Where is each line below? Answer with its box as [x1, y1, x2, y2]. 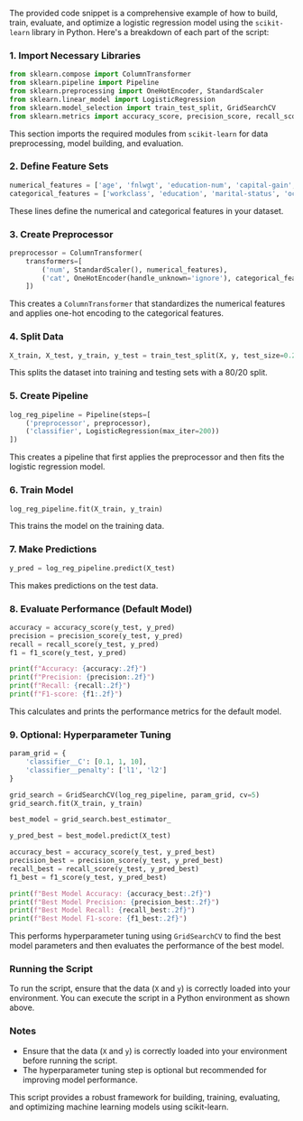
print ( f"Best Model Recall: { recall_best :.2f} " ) [9, 906, 196, 915]
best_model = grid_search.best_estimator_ [9, 815, 171, 824]
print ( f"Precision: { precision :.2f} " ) [9, 672, 155, 682]
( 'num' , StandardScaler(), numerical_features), [41, 265, 228, 274]
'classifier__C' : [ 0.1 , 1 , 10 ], [25, 757, 147, 766]
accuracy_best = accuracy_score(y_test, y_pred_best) [9, 848, 216, 857]
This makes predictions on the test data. [9, 579, 159, 590]
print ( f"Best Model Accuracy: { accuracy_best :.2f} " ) [9, 889, 212, 898]
